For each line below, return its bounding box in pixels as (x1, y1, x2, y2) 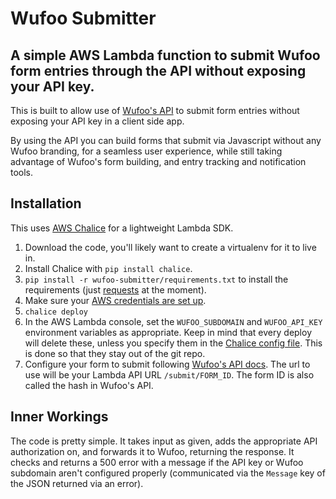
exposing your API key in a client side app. (10, 115, 185, 127)
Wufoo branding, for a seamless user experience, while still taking (10, 145, 283, 157)
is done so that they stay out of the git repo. (24, 347, 206, 359)
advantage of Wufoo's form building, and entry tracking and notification (10, 156, 307, 167)
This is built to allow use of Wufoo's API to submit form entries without (10, 105, 300, 116)
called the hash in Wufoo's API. (24, 379, 154, 391)
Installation (10, 195, 82, 212)
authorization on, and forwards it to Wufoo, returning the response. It (10, 445, 295, 457)
